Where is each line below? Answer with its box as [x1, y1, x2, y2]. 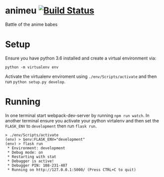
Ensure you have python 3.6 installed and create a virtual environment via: [5, 55, 157, 61]
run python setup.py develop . [5, 78, 66, 84]
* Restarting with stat [7, 154, 56, 159]
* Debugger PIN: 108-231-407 [7, 163, 68, 168]
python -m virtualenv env [5, 64, 58, 69]
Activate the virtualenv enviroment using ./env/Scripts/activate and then [5, 73, 157, 79]
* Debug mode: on [7, 150, 43, 155]
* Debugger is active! [7, 159, 55, 164]
